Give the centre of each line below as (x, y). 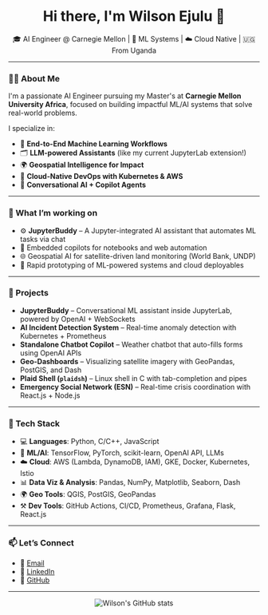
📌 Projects (29, 293)
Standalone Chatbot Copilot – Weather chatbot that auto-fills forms (131, 344)
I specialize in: (32, 129)
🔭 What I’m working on (53, 213)
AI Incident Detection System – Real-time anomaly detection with (128, 327)
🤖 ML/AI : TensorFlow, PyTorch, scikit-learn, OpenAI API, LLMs (122, 453)
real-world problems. (43, 113)
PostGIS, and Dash (51, 370)
